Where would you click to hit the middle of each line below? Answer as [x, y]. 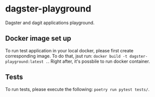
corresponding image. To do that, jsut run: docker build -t [66, 56]
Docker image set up [38, 38]
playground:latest [24, 62]
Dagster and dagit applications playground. [50, 23]
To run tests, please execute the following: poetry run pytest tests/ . [77, 89]
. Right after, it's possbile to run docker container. [99, 61]
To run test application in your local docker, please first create [69, 50]
